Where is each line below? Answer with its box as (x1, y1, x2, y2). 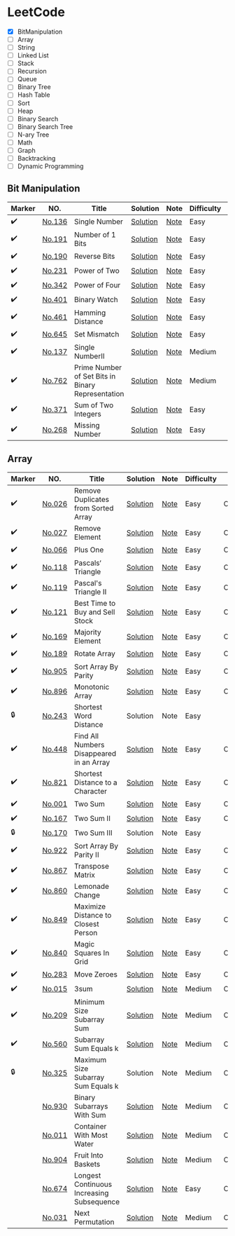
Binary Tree (17, 83, 51, 91)
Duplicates (74, 494, 110, 504)
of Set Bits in (74, 371, 116, 381)
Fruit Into (74, 1150, 104, 1160)
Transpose (74, 861, 110, 871)
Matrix (74, 870, 96, 880)
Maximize (74, 902, 106, 911)
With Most (74, 1130, 108, 1140)
